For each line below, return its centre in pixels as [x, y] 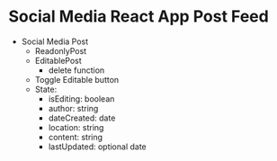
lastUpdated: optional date [98, 147]
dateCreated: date [82, 118]
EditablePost [58, 60]
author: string [73, 108]
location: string [76, 127]
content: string [76, 137]
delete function [76, 70]
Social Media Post [55, 41]
